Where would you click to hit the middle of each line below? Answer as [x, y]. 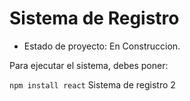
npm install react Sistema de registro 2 [92, 84]
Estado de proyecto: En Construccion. [102, 46]
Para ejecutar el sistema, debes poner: [89, 65]
